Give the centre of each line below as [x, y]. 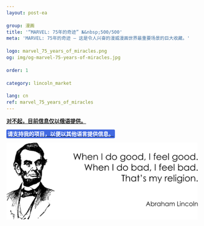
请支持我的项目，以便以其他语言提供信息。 [61, 134]
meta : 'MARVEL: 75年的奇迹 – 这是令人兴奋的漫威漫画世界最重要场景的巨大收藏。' [98, 38]
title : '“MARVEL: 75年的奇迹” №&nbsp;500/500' [64, 32]
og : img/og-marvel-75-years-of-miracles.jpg [63, 58]
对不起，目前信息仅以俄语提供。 [46, 121]
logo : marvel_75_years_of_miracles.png [57, 52]
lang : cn [17, 96]
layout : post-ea [27, 13]
